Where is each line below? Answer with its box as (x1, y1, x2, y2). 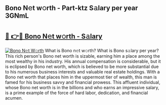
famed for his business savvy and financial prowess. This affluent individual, (5, 79, 161, 85)
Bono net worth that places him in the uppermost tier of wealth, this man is (5, 74, 157, 80)
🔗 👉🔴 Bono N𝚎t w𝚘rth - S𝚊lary (5, 32, 103, 40)
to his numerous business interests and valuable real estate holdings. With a (5, 69, 160, 74)
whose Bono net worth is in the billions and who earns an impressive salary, (5, 85, 160, 90)
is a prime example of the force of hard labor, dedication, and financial (5, 90, 148, 96)
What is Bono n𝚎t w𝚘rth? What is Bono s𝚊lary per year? (45, 48, 159, 53)
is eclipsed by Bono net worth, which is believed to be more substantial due (5, 64, 159, 70)
